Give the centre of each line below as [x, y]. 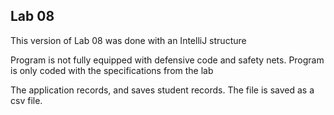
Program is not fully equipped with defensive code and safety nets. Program [167, 60]
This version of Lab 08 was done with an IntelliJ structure [128, 40]
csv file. [26, 100]
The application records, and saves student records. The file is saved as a [162, 90]
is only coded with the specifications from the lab [112, 70]
